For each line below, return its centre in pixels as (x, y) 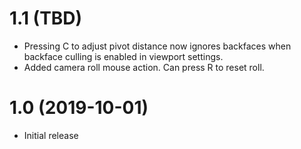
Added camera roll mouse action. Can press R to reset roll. (144, 67)
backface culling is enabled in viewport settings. (123, 56)
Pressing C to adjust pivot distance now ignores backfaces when (157, 46)
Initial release (51, 135)
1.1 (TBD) (46, 18)
